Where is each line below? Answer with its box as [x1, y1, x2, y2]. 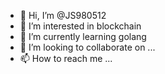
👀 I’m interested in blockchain [19, 20, 142, 32]
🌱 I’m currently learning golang [19, 31, 147, 42]
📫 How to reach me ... [19, 53, 113, 64]
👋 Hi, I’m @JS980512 [19, 10, 107, 21]
